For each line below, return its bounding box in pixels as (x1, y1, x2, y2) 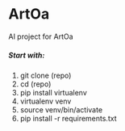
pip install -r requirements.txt (19, 113, 117, 123)
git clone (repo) (19, 70, 72, 80)
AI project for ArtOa (8, 32, 74, 41)
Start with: (8, 50, 45, 60)
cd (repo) (19, 78, 52, 89)
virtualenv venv (19, 96, 72, 106)
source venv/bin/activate (19, 104, 103, 114)
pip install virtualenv (19, 87, 87, 97)
